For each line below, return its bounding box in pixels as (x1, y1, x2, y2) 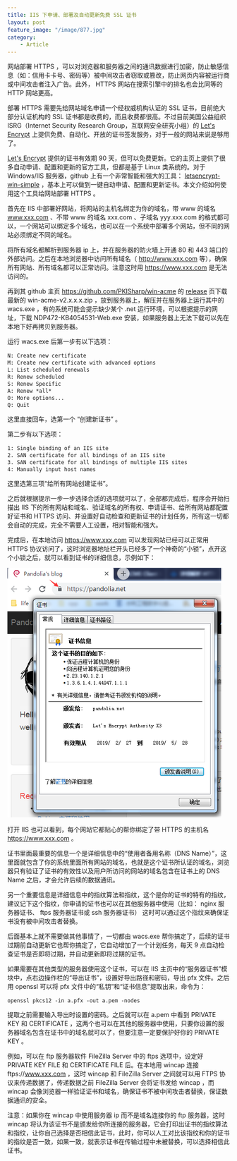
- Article (20, 41, 49, 49)
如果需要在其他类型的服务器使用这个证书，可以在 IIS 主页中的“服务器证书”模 (7, 965, 228, 973)
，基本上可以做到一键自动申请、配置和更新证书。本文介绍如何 (41, 181, 221, 189)
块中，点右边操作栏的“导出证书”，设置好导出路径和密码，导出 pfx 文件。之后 (7, 973, 230, 982)
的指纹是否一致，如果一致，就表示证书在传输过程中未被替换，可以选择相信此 (7, 1138, 230, 1146)
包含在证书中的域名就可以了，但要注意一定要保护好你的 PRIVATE (31, 1028, 220, 1037)
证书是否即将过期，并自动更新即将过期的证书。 (13, 949, 150, 959)
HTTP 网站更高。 (7, 89, 57, 97)
